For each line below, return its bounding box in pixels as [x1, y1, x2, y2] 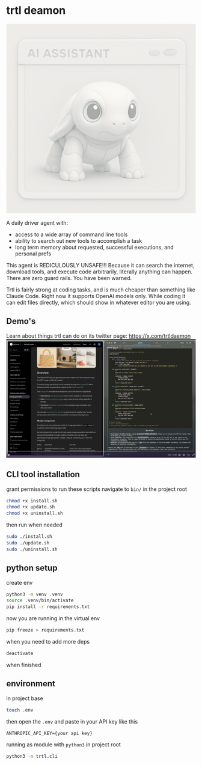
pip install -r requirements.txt [6, 604, 90, 610]
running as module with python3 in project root [6, 740, 121, 748]
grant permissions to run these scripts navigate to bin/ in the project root [6, 485, 188, 493]
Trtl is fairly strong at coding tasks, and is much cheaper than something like [6, 286, 195, 293]
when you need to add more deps [6, 638, 90, 645]
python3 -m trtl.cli [6, 753, 58, 759]
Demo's [6, 316, 36, 326]
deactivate [6, 650, 34, 657]
